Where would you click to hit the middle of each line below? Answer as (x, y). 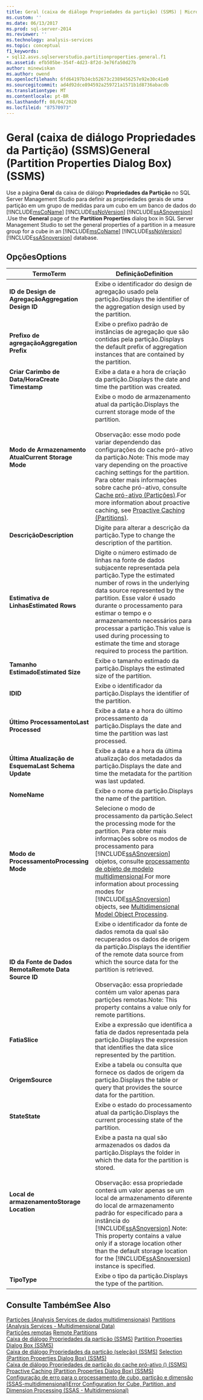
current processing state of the (139, 1120)
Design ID (24, 307)
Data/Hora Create (34, 380)
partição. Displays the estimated (140, 668)
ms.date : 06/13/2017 (32, 23)
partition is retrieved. (124, 970)
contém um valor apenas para (137, 992)
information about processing (137, 884)
